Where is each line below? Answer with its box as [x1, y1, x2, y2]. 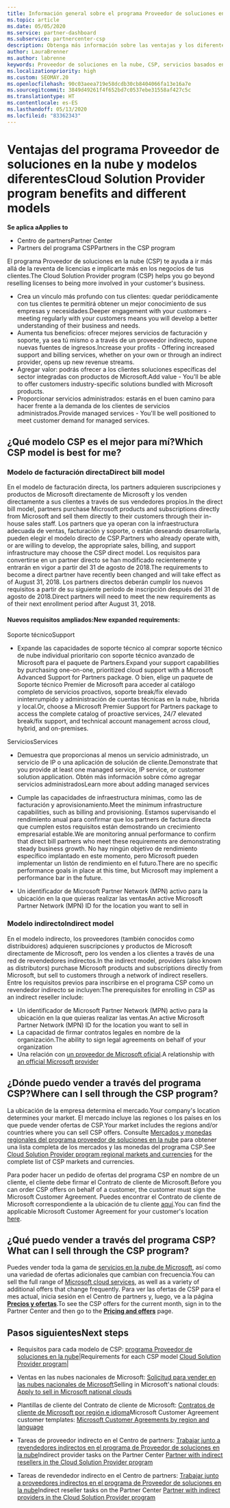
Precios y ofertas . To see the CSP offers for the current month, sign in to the [7, 1300, 222, 1308]
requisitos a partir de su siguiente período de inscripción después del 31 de [7, 585, 220, 594]
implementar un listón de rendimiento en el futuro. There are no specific [16, 859, 218, 868]
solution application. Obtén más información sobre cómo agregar [16, 773, 201, 781]
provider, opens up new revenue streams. [16, 358, 135, 366]
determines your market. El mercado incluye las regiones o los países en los [7, 1114, 222, 1122]
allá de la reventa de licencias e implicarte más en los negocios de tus [7, 264, 204, 272]
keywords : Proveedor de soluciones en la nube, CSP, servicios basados [7, 61, 216, 68]
